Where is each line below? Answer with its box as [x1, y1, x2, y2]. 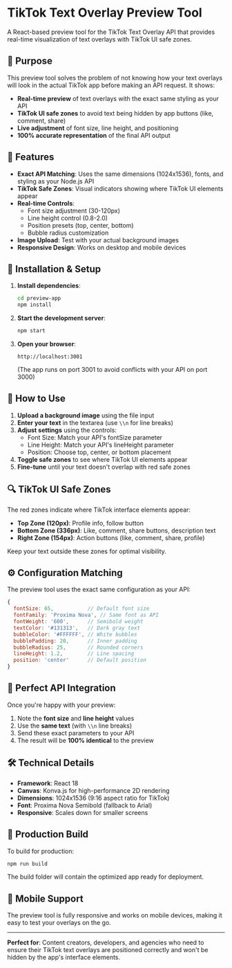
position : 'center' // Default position [13, 656, 147, 664]
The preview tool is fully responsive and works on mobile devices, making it [7, 911, 222, 920]
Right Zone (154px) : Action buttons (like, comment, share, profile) [17, 533, 205, 541]
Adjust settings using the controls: [17, 426, 117, 434]
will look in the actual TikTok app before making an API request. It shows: [7, 81, 215, 89]
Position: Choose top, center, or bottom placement [27, 448, 171, 456]
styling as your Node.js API [17, 177, 95, 185]
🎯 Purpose [7, 55, 53, 67]
